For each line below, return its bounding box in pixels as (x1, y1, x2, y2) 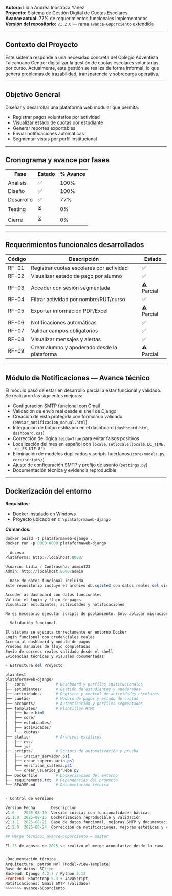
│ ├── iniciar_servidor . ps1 (5, 753, 70, 759)
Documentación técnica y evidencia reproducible (12, 467, 117, 473)
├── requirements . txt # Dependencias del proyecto (5, 777, 118, 783)
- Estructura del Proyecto (5, 663, 63, 668)
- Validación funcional (5, 620, 56, 626)
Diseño (8, 188, 25, 195)
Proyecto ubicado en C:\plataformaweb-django (12, 516, 111, 522)
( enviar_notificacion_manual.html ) (12, 419, 88, 425)
